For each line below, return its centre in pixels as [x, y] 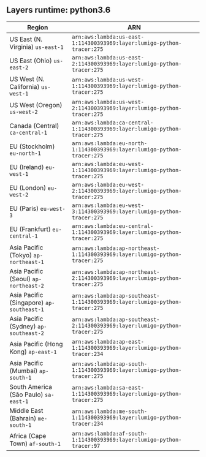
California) [25, 86]
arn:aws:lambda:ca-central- [113, 123]
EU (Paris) [24, 208]
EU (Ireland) [27, 167]
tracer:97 [86, 446]
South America [31, 387]
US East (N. [26, 39]
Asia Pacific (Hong [36, 344]
